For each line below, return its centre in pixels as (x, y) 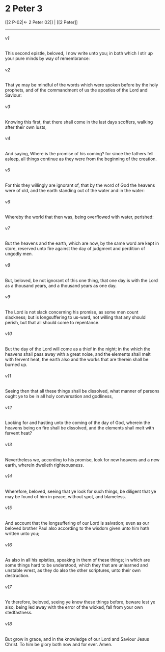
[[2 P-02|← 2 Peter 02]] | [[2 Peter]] (41, 22)
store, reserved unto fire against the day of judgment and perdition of (75, 249)
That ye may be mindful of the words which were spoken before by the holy (82, 85)
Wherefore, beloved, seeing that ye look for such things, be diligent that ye (81, 491)
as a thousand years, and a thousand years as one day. (61, 285)
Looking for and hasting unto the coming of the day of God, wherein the (78, 423)
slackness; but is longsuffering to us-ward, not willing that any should (75, 317)
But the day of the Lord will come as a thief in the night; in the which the (78, 349)
